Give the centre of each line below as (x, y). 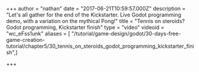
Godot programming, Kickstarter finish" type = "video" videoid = (85, 27)
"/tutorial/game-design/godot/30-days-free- (126, 34)
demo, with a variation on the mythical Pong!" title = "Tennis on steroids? (96, 21)
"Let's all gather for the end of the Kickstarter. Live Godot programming (94, 15)
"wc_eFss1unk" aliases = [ (38, 34)
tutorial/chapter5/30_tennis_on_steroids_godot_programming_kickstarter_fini (100, 46)
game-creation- (26, 40)
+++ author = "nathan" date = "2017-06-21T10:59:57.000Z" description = (96, 9)
